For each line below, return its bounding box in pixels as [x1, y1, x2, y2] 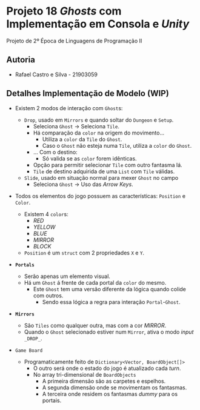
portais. [42, 397, 62, 404]
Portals [15, 262, 35, 268]
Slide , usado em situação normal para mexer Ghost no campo [24, 174, 179, 181]
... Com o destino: [33, 148, 78, 156]
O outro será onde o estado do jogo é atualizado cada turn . [33, 365, 181, 372]
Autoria [6, 55, 35, 65]
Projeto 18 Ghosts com [6, 4, 122, 18]
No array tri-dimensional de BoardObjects [33, 371, 136, 378]
